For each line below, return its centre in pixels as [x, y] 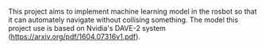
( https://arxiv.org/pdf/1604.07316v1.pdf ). [75, 36]
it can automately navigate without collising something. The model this [123, 20]
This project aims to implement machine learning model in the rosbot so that [132, 11]
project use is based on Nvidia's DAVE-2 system [87, 28]
